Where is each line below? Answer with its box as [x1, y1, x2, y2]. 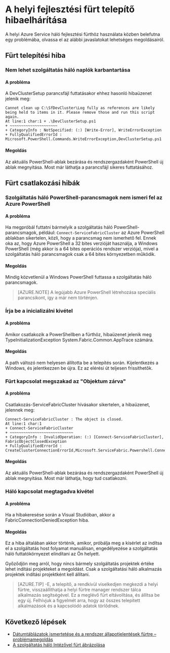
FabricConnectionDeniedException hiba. [5, 517, 90, 524]
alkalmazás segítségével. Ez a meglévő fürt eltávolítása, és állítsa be [17, 592, 160, 598]
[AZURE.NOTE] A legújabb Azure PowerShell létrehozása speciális [17, 289, 156, 296]
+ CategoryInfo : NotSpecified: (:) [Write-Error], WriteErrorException [5, 128, 162, 133]
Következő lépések [5, 617, 67, 626]
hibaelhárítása [5, 14, 67, 26]
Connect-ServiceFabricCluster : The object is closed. [5, 416, 123, 422]
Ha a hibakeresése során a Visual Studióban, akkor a [5, 512, 115, 518]
